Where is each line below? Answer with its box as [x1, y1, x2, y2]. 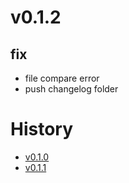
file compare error [24, 72, 100, 84]
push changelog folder [24, 83, 119, 95]
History [10, 118, 74, 141]
